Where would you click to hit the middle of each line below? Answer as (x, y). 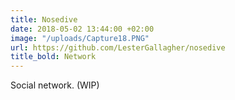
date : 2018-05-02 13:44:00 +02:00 (82, 29)
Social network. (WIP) (55, 85)
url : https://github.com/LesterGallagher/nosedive (118, 47)
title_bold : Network (53, 57)
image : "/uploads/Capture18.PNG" (80, 38)
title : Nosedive (44, 19)
